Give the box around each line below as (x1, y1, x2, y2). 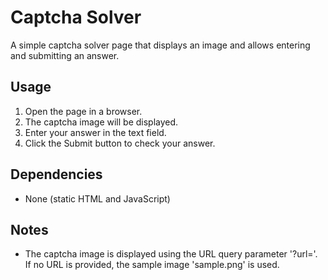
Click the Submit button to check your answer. (24, 137, 216, 149)
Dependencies (10, 166, 103, 183)
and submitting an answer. (10, 49, 120, 61)
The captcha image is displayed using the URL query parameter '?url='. (24, 248, 318, 260)
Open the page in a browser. (24, 105, 143, 117)
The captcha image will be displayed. (24, 116, 179, 128)
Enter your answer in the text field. (24, 126, 167, 138)
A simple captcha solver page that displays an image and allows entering (10, 39, 311, 51)
